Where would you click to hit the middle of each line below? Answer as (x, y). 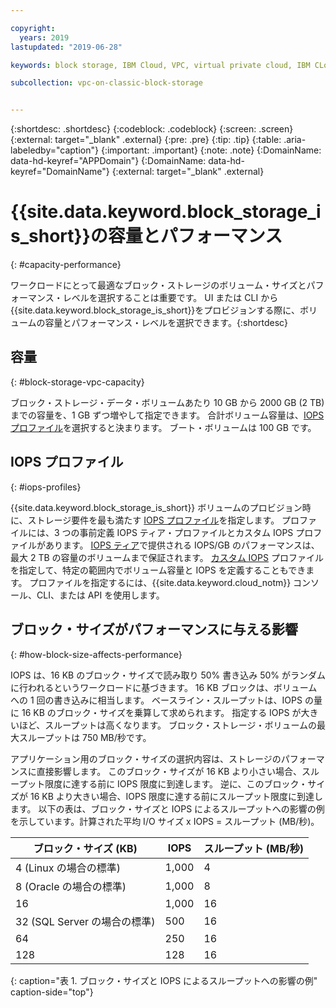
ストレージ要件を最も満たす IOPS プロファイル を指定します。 (153, 520)
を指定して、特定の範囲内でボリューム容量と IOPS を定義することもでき (158, 570)
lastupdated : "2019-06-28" (66, 47)
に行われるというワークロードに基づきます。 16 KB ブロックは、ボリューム (164, 687)
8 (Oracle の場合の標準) (71, 886)
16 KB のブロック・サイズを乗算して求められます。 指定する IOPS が (161, 712)
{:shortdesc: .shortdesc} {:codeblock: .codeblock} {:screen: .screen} (152, 129)
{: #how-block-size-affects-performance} (96, 654)
